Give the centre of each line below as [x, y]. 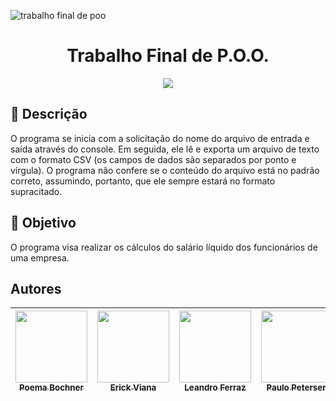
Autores [36, 288]
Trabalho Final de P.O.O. [168, 56]
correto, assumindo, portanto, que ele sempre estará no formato [143, 181]
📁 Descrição [49, 114]
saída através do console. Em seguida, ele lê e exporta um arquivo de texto [165, 149]
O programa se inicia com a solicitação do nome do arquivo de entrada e [160, 138]
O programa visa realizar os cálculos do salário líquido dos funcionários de [164, 247]
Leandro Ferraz [215, 388]
